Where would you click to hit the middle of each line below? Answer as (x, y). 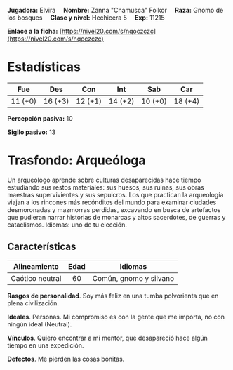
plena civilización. (33, 303)
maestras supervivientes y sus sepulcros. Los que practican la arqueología (115, 194)
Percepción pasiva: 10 (40, 118)
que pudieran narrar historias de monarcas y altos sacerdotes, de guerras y (116, 217)
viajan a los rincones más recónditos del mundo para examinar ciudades (112, 202)
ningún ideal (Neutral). (40, 324)
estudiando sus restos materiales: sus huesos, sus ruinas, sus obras (106, 187)
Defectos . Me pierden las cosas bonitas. (66, 359)
